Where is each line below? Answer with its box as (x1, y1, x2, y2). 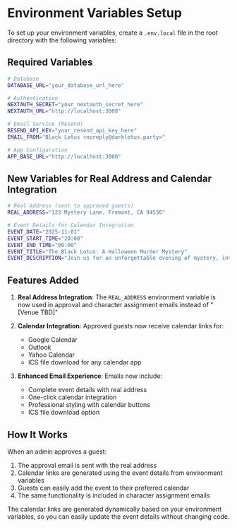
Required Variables (7, 57, 93, 69)
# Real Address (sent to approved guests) (7, 202, 134, 210)
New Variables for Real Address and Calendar (7, 172, 212, 185)
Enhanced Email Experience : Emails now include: (17, 372, 163, 380)
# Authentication (7, 94, 59, 102)
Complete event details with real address (28, 386, 147, 394)
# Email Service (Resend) (7, 120, 83, 128)
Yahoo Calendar (28, 350, 75, 359)
